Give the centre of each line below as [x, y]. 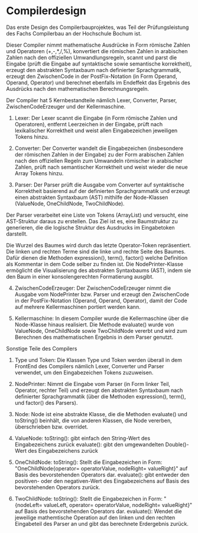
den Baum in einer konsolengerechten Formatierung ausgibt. [80, 276]
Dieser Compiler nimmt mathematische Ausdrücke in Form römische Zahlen [98, 45]
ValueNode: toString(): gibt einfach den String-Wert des [82, 438]
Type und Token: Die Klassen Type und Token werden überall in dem [98, 360]
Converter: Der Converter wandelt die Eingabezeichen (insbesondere [99, 148]
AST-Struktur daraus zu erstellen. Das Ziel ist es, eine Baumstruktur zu [92, 221]
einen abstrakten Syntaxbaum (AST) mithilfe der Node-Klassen [91, 197]
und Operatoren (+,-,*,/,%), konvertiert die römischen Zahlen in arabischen [97, 51]
